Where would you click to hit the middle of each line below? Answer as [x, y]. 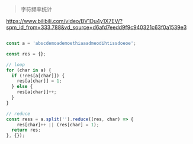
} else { [22, 87]
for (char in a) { [29, 70]
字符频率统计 [36, 9]
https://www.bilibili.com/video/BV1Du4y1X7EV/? [65, 21]
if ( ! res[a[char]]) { [38, 76]
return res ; [26, 130]
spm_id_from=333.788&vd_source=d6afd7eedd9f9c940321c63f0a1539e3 [96, 27]
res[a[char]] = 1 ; [39, 81]
